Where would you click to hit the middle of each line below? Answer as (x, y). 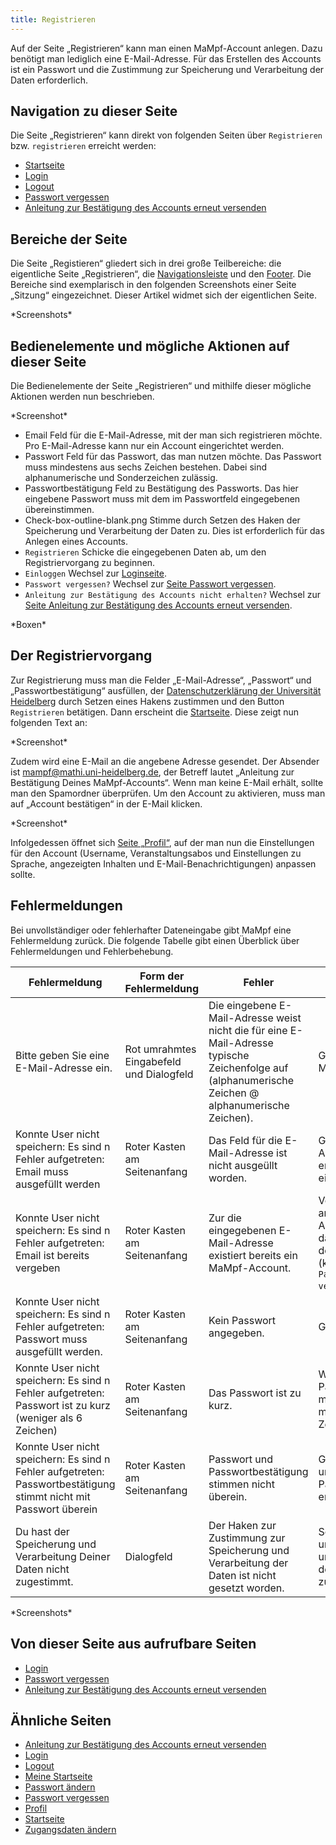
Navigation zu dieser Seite (94, 111)
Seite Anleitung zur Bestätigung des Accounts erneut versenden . (158, 605)
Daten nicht (42, 1569)
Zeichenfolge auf (248, 1068)
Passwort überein (56, 1509)
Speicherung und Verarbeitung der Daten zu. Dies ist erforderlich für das (174, 531)
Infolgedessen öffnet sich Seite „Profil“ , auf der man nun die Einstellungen (162, 842)
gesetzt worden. (246, 1588)
